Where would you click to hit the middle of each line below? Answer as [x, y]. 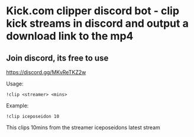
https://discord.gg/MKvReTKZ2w [46, 72]
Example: [17, 106]
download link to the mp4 [70, 36]
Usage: [15, 84]
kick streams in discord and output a [98, 23]
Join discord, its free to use [57, 58]
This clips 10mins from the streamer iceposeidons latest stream [83, 128]
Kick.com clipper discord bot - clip [93, 11]
